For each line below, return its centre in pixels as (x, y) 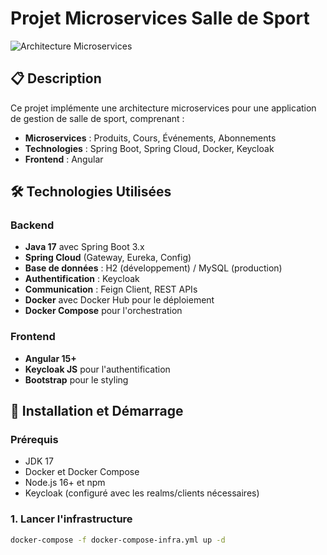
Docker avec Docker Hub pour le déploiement (119, 300)
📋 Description (56, 78)
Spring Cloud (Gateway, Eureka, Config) (108, 258)
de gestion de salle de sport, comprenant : (97, 118)
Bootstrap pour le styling (76, 379)
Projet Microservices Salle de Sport (160, 18)
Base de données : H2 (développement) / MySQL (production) (153, 268)
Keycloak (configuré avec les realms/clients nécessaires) (142, 493)
